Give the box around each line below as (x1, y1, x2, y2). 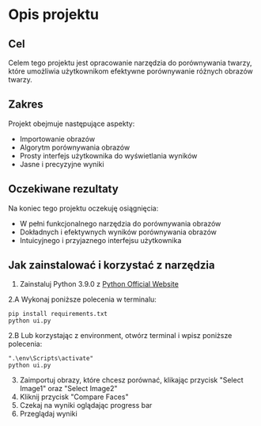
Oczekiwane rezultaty (8, 182, 119, 196)
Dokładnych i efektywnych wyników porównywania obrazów (19, 227, 217, 237)
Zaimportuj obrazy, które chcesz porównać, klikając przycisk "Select (19, 375, 244, 385)
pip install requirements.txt (8, 310, 108, 318)
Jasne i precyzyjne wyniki (19, 159, 104, 169)
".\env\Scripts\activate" (8, 355, 93, 363)
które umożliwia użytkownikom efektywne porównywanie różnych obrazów (8, 67, 253, 76)
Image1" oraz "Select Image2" (19, 384, 118, 394)
